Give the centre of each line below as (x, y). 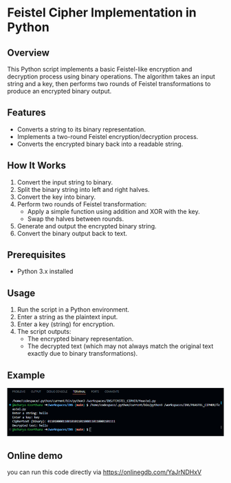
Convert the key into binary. (56, 197)
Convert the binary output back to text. (72, 233)
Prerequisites (36, 255)
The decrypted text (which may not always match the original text (120, 346)
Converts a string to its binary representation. (81, 129)
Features (26, 112)
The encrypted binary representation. (80, 339)
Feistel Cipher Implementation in (102, 13)
